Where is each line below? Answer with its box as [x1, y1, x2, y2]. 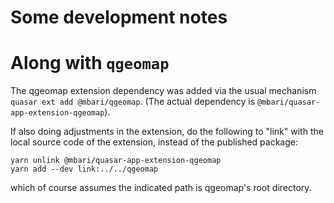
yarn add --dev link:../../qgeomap [10, 164, 159, 175]
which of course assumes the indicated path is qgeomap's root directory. [10, 182, 312, 194]
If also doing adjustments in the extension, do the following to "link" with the [10, 126, 324, 138]
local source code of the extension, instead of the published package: [10, 136, 298, 148]
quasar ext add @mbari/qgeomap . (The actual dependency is [10, 96, 256, 108]
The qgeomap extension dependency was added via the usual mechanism [10, 85, 317, 97]
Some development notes [10, 6, 228, 29]
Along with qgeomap [10, 52, 170, 75]
